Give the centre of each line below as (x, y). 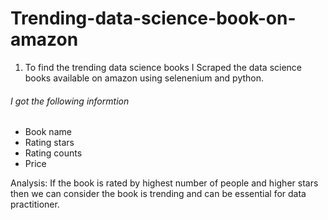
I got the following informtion (70, 101)
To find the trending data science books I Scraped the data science (163, 67)
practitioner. (35, 204)
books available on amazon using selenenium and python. (144, 78)
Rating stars (49, 143)
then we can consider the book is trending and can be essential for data (158, 194)
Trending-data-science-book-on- (153, 18)
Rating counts (53, 153)
